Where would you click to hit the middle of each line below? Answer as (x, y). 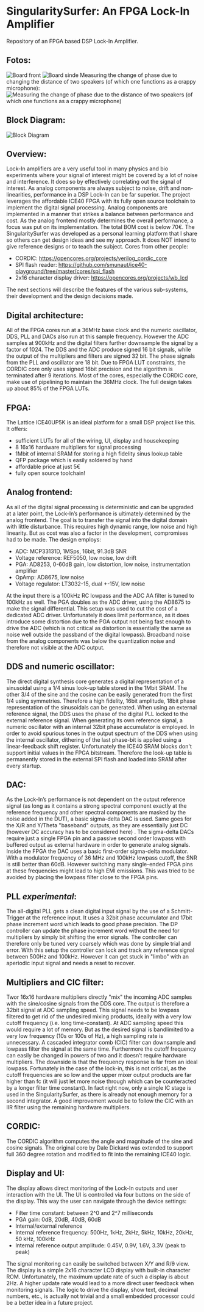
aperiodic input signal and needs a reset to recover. (71, 963)
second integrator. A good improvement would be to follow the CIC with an (100, 1101)
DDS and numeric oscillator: (61, 667)
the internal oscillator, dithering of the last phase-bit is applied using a (94, 739)
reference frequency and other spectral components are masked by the (96, 813)
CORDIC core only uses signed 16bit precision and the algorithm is (90, 369)
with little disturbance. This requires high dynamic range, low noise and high (102, 526)
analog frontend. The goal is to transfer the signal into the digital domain (97, 520)
